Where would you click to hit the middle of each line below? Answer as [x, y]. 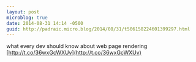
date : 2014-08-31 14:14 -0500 [45, 23]
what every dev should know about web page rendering [77, 46]
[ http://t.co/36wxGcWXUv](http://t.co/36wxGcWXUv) [74, 53]
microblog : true [27, 18]
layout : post [23, 12]
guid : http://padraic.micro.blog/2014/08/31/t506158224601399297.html [98, 29]
